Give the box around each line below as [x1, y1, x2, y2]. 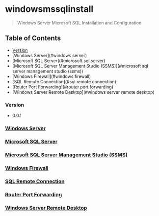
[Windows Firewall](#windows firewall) [12, 73, 91, 79]
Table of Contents [5, 34, 61, 42]
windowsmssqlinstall [5, 3, 94, 15]
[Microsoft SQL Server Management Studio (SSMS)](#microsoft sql [12, 63, 148, 69]
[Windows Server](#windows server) [12, 52, 87, 58]
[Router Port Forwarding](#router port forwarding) [12, 84, 114, 90]
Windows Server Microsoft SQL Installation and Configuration [17, 20, 142, 26]
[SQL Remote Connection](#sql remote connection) [12, 78, 117, 84]
